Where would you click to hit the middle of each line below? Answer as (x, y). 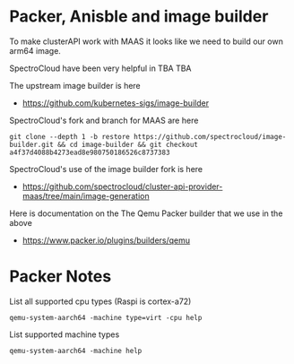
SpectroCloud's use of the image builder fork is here (106, 169)
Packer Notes (61, 277)
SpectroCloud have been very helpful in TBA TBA (100, 68)
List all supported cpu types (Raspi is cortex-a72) (100, 301)
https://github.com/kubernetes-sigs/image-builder (115, 103)
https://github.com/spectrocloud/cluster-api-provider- (122, 186)
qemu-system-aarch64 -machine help (76, 351)
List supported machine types (65, 334)
